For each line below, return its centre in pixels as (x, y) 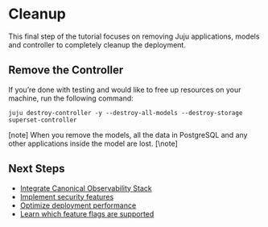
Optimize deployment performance (78, 205)
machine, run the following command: (71, 98)
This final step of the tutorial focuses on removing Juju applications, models (134, 36)
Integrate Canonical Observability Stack (86, 188)
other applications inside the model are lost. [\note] (93, 143)
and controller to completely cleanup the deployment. (97, 44)
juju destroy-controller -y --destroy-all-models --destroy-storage (126, 113)
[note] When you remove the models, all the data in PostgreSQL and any (128, 134)
